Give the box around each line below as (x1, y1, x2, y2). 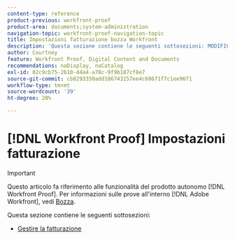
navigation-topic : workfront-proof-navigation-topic (7, 29, 164, 37)
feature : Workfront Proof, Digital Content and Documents (7, 56, 180, 63)
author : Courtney (7, 50, 58, 57)
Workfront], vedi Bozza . (7, 197, 76, 205)
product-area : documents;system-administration (7, 23, 149, 30)
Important (7, 168, 36, 177)
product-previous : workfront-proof (7, 17, 111, 24)
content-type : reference (7, 10, 80, 17)
